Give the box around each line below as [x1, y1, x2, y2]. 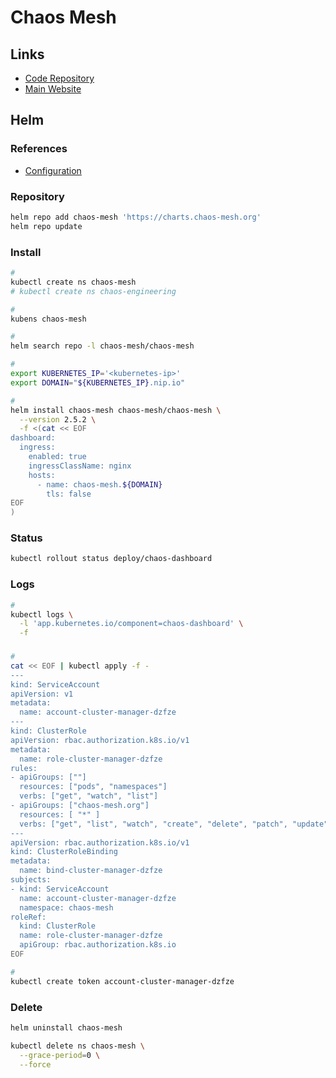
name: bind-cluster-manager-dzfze [19, 866, 163, 876]
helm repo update [10, 221, 83, 231]
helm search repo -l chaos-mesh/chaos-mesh [10, 341, 195, 351]
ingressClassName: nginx [28, 461, 132, 471]
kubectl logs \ [10, 609, 74, 620]
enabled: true [28, 452, 87, 462]
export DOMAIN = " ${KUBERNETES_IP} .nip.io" [10, 377, 186, 388]
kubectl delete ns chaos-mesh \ [10, 1041, 145, 1051]
